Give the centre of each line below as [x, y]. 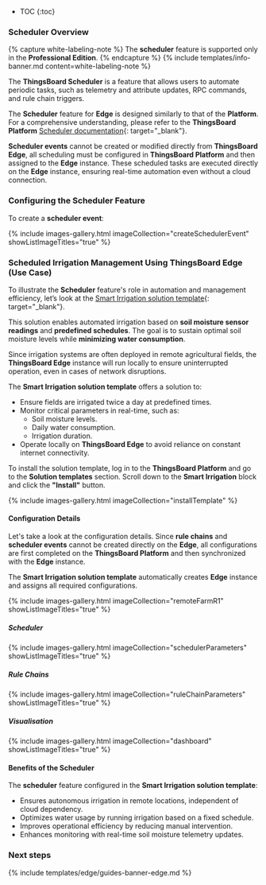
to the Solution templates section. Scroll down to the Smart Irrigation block [132, 476]
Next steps [30, 856]
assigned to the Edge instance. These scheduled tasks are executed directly [133, 163]
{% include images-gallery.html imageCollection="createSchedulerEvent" [129, 233]
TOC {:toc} [37, 12]
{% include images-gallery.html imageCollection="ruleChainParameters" [127, 694]
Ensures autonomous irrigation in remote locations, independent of [129, 801]
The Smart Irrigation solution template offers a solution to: [105, 386]
